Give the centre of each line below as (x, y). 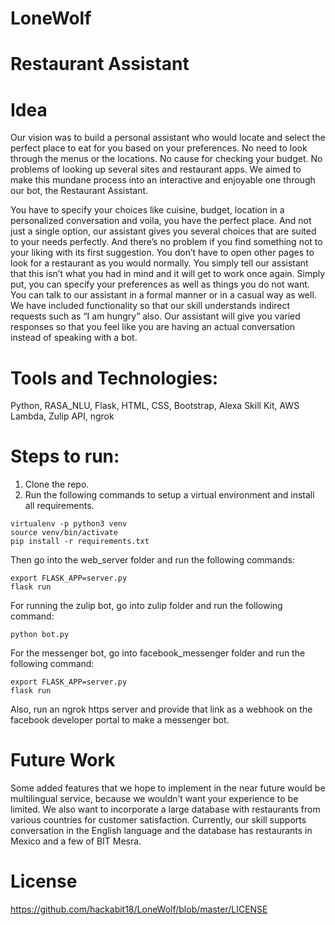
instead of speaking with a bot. (74, 338)
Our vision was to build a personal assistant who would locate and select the (168, 138)
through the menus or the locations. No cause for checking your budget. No (166, 159)
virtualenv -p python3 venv (69, 524)
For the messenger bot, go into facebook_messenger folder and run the (158, 653)
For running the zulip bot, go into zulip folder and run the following (146, 606)
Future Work (63, 760)
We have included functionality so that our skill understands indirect (150, 306)
